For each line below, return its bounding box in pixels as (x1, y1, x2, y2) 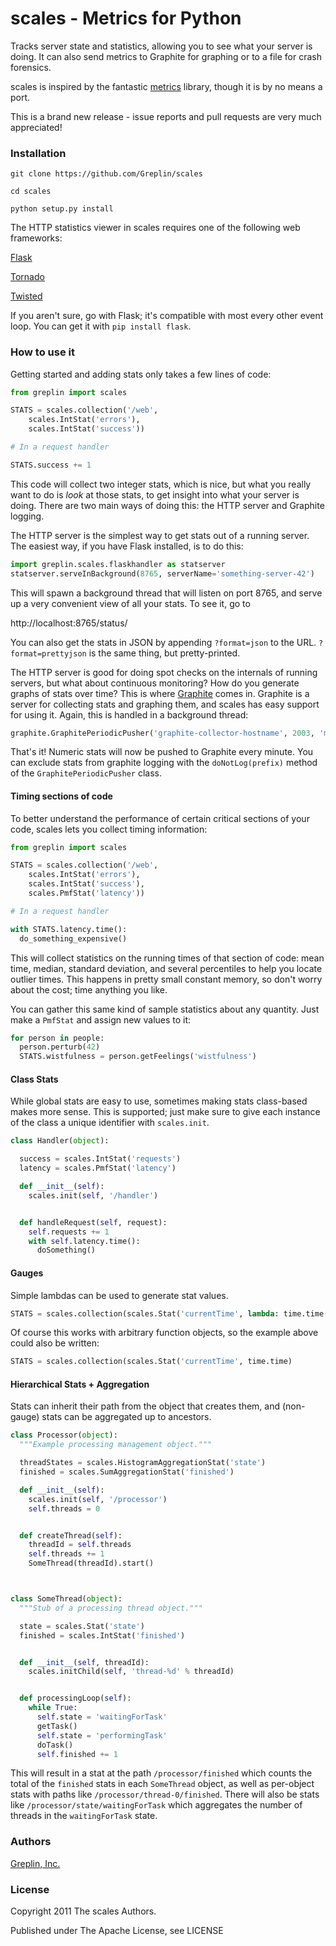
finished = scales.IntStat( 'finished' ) (19, 1630, 186, 1641)
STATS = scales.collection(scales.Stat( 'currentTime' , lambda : (10, 1308, 280, 1319)
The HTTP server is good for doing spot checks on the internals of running (10, 666, 318, 678)
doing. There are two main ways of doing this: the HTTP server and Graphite (10, 499, 325, 511)
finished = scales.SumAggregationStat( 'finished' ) (19, 1467, 235, 1477)
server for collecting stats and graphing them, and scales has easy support (10, 698, 320, 710)
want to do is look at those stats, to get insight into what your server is (10, 488, 300, 501)
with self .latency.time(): (28, 1236, 141, 1246)
